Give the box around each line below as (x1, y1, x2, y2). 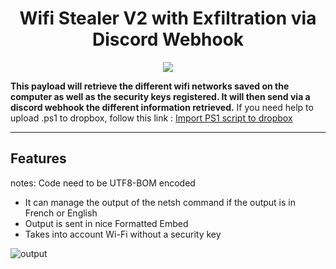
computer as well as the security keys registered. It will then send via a (10, 90, 311, 102)
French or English (24, 207, 98, 219)
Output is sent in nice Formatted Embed (24, 217, 189, 229)
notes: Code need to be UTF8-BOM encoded (10, 177, 196, 189)
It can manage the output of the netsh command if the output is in (24, 196, 296, 208)
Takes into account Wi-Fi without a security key (24, 228, 222, 240)
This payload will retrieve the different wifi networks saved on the (10, 80, 290, 92)
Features (10, 150, 67, 167)
